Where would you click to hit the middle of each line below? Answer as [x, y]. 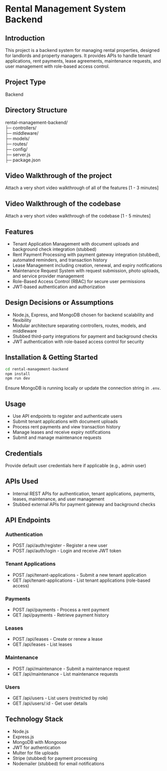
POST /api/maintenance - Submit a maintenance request [71, 669]
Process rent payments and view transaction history [66, 427]
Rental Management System [66, 9]
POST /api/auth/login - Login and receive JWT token [67, 551]
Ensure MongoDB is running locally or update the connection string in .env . [83, 388]
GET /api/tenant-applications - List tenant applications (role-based [81, 580]
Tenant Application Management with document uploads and [76, 244]
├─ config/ [16, 149]
